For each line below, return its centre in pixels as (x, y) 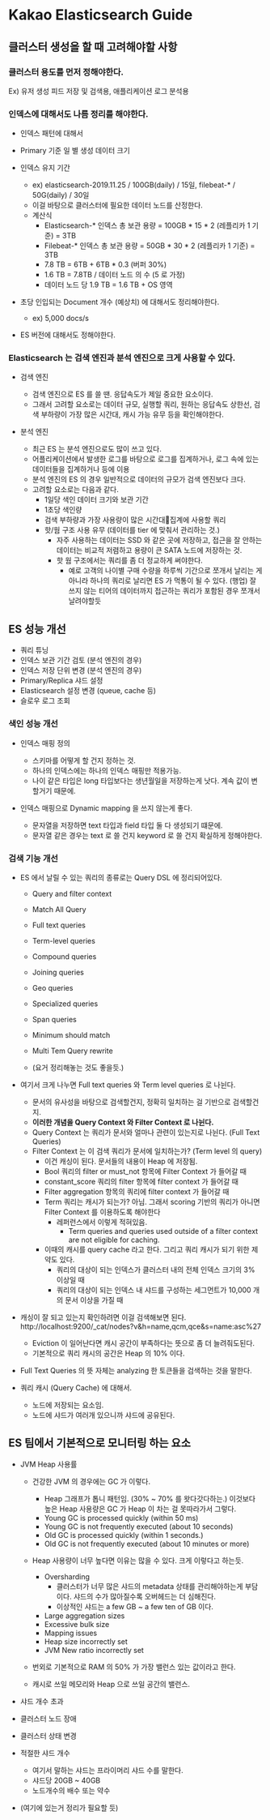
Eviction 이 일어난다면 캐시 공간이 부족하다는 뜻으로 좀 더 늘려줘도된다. (143, 1343)
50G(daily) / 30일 (61, 195)
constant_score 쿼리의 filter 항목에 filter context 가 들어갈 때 (141, 1181)
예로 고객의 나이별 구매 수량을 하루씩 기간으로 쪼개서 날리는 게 (165, 571)
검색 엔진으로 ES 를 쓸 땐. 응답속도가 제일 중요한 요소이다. (122, 394)
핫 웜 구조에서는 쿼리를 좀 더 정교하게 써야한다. (130, 560)
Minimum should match (71, 1034)
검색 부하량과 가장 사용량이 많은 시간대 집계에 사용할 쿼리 (135, 520)
